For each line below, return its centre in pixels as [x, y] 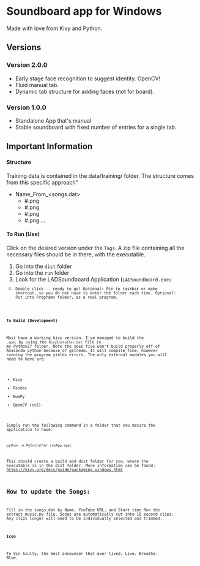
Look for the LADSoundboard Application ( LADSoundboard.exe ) [93, 279]
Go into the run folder [42, 273]
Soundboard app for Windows [84, 11]
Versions [24, 48]
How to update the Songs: [48, 491]
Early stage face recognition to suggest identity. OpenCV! [88, 78]
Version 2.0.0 [27, 65]
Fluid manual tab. [37, 85]
